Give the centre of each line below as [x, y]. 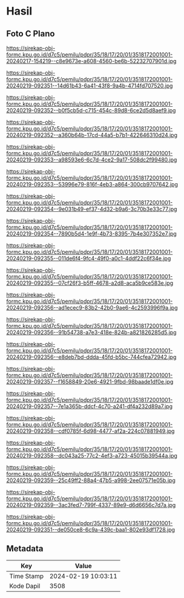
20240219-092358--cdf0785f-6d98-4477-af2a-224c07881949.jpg [90, 431]
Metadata [25, 549]
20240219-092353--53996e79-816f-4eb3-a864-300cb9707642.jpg [92, 184]
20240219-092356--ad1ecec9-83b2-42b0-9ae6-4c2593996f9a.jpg [92, 307]
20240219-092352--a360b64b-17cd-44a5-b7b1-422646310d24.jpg [92, 135]
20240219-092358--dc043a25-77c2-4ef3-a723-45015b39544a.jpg [92, 456]
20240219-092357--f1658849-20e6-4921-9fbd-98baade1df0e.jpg [90, 382]
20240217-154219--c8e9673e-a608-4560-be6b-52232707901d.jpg [91, 61]
